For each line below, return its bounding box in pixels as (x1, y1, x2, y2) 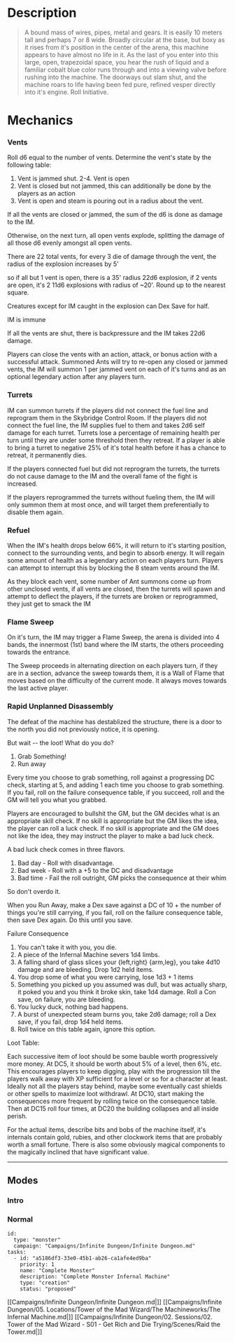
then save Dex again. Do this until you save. (7, 916, 133, 924)
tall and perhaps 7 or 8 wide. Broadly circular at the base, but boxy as (24, 35, 225, 44)
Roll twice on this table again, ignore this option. (17, 1024, 156, 1033)
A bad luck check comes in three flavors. (7, 845, 125, 853)
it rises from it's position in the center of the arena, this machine (24, 43, 209, 51)
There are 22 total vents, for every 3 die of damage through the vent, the (7, 253, 217, 261)
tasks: (7, 1249, 27, 1256)
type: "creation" (20, 1279, 71, 1287)
